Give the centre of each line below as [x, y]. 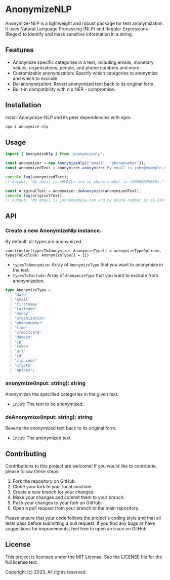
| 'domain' [21, 337]
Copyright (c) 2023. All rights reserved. [46, 572]
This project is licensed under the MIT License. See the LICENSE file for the [84, 557]
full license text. [22, 562]
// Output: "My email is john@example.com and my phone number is [77, 200]
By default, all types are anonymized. [44, 241]
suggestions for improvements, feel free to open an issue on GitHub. [77, 529]
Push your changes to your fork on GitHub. [57, 503]
